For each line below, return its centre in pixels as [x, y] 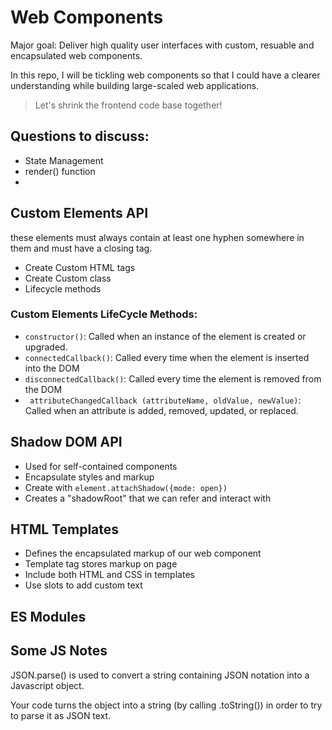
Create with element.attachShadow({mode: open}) [126, 487]
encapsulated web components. [76, 55]
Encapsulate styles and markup [89, 477]
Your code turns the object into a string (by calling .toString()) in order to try [166, 705]
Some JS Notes [59, 651]
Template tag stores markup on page [101, 564]
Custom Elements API [79, 213]
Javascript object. [47, 685]
